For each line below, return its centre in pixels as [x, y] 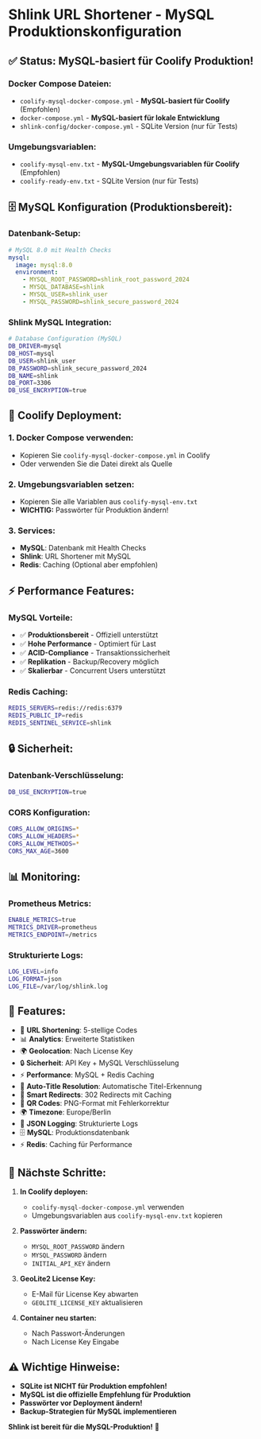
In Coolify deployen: [54, 1192]
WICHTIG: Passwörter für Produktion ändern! [94, 510]
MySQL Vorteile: [40, 617]
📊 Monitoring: [44, 877]
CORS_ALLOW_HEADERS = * [44, 836]
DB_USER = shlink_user [42, 361]
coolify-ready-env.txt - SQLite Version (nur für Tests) [109, 181]
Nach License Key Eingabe [75, 1342]
